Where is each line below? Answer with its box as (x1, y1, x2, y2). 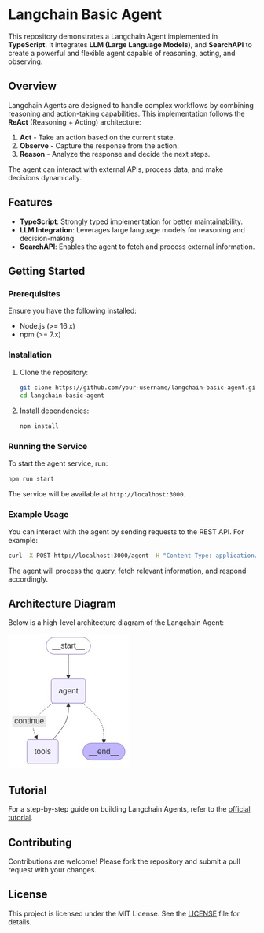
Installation (8, 349, 53, 360)
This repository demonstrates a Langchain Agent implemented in (8, 32, 218, 41)
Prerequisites (8, 288, 60, 299)
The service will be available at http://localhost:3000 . (8, 489, 186, 499)
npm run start (8, 475, 55, 483)
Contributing (8, 835, 72, 849)
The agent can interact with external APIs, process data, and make (8, 164, 224, 174)
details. (8, 916, 32, 927)
